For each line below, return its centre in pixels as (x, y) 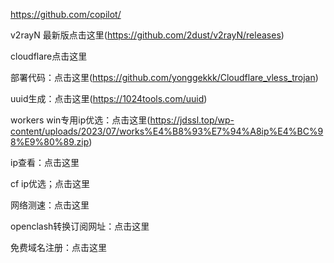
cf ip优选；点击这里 (50, 183)
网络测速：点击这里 (50, 205)
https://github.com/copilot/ (66, 14)
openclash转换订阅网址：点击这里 (80, 226)
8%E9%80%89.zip (50, 142)
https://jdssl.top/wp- (192, 120)
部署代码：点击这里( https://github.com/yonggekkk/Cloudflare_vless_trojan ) (164, 77)
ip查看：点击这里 (45, 162)
